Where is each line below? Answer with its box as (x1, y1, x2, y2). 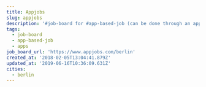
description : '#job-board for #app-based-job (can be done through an (6, 20, 191, 26)
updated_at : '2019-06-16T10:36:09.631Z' (6, 60, 112, 66)
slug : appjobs (6, 15, 43, 21)
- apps (12, 43, 29, 50)
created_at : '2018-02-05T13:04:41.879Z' (6, 55, 112, 61)
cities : (6, 66, 26, 72)
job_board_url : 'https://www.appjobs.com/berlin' (6, 49, 136, 55)
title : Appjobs (6, 9, 45, 15)
